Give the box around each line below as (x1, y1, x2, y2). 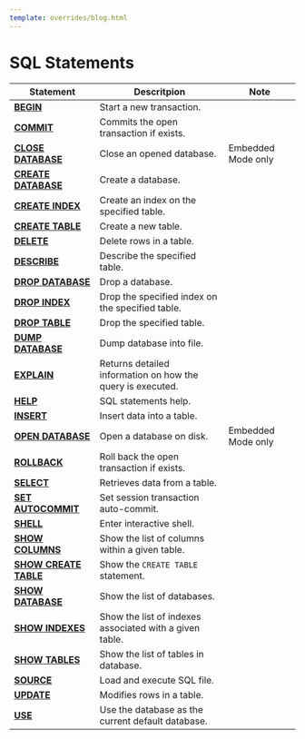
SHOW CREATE (14, 557, 82, 570)
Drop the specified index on (99, 290, 218, 302)
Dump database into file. (99, 337, 204, 350)
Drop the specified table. (99, 316, 205, 329)
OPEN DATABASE (14, 429, 91, 442)
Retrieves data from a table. (99, 476, 218, 488)
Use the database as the (99, 703, 203, 715)
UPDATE (14, 688, 51, 701)
